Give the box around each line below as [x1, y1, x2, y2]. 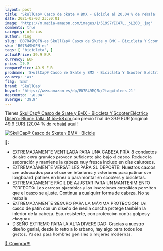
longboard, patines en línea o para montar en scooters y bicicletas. [12, 175, 146, 181]
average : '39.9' [5, 97, 38, 102]
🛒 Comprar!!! [5, 241, 31, 247]
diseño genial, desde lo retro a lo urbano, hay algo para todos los [12, 226, 142, 232]
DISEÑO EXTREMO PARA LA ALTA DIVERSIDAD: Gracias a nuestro [12, 221, 144, 227]
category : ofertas [5, 30, 42, 34]
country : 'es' [5, 75, 34, 79]
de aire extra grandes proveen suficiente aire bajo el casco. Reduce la [12, 154, 152, 160]
